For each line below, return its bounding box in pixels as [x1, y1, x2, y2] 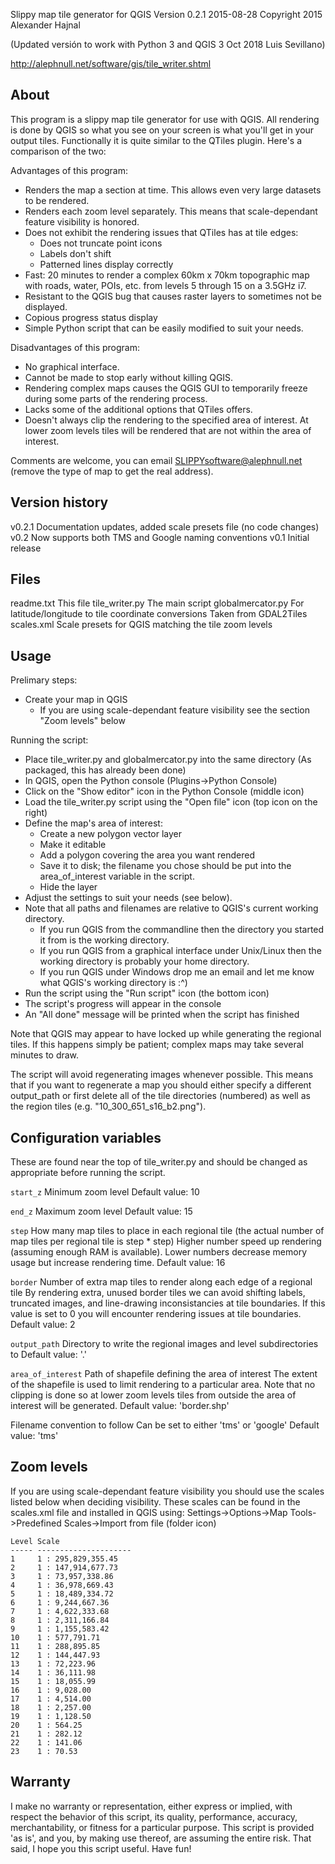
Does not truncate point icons [39, 237, 163, 249]
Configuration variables [10, 1129, 162, 1146]
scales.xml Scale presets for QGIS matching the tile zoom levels [10, 619, 273, 631]
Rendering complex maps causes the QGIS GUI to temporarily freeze [24, 382, 308, 394]
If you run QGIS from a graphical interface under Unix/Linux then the [39, 945, 322, 957]
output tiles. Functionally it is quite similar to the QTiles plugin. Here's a [10, 134, 303, 146]
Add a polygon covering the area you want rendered [39, 849, 256, 861]
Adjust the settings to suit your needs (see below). [24, 892, 233, 904]
